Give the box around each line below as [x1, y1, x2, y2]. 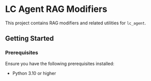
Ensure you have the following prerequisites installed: [5, 61, 115, 67]
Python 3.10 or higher [12, 70, 56, 76]
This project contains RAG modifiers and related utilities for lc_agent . [5, 20, 147, 26]
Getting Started [5, 34, 54, 43]
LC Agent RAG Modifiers [5, 3, 108, 15]
